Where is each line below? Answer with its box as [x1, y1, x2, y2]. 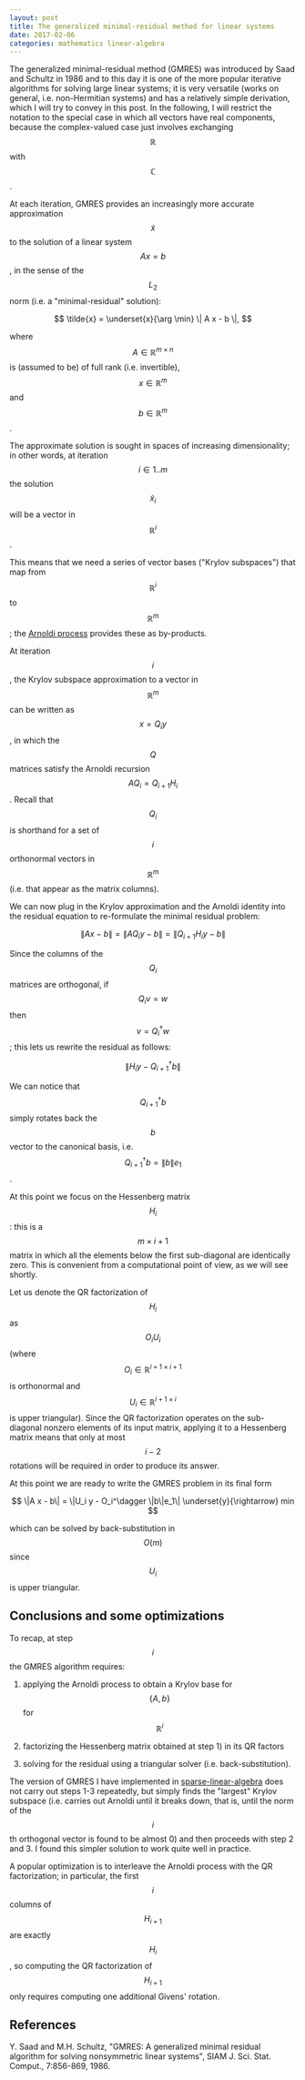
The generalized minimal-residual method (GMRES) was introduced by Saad [9, 64, 296, 75]
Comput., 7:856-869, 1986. [9, 2061, 111, 2072]
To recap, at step [9, 1632, 73, 1643]
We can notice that [9, 1081, 80, 1091]
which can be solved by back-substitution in [9, 1522, 176, 1534]
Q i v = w [137, 993, 168, 1006]
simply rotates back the [9, 1112, 97, 1124]
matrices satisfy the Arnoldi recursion [9, 764, 150, 775]
